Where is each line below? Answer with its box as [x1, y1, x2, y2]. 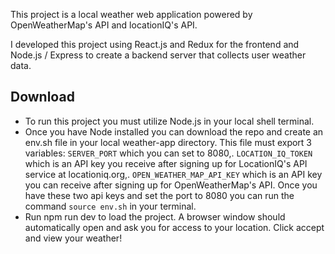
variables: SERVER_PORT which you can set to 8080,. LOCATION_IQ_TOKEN [24, 147, 313, 159]
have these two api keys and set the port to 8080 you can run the [24, 189, 295, 201]
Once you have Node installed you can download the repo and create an [24, 125, 324, 138]
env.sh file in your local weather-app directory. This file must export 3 [24, 136, 313, 148]
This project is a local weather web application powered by [10, 9, 253, 20]
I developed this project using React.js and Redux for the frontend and [10, 39, 300, 50]
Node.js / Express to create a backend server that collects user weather [10, 49, 307, 61]
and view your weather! [24, 232, 123, 244]
